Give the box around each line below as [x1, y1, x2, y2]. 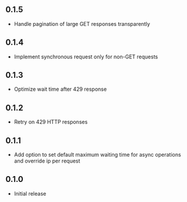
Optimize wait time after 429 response [13, 85, 107, 93]
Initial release [13, 190, 46, 197]
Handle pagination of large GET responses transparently [13, 20, 151, 27]
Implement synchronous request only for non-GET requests [13, 53, 158, 60]
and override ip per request [13, 157, 80, 164]
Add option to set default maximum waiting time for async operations [13, 151, 181, 158]
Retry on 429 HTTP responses [13, 118, 88, 125]
